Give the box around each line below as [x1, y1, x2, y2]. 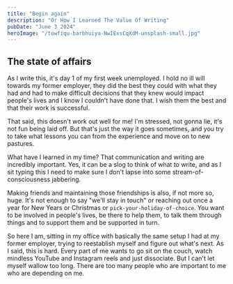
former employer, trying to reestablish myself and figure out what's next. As [7, 239, 224, 248]
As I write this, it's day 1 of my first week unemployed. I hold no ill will [7, 74, 205, 82]
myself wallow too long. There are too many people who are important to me [7, 262, 227, 270]
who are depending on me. [7, 269, 85, 278]
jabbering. [51, 175, 81, 184]
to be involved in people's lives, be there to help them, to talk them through [7, 211, 222, 220]
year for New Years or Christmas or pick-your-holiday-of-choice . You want [7, 204, 225, 212]
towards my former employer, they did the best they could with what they [7, 82, 217, 90]
